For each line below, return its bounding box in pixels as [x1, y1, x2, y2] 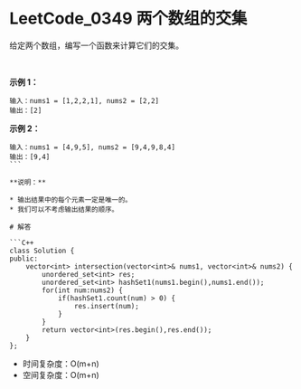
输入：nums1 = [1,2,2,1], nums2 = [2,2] [9, 96, 160, 105]
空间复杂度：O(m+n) [22, 369, 99, 380]
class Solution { [9, 246, 75, 255]
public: [9, 254, 39, 263]
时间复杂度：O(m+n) [22, 358, 99, 369]
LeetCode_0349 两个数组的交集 [9, 8, 248, 29]
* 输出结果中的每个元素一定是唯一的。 [9, 195, 133, 204]
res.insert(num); [73, 301, 140, 310]
